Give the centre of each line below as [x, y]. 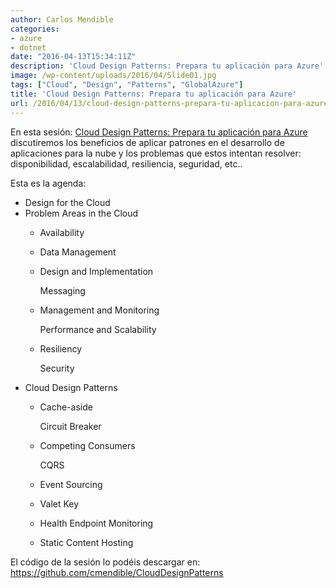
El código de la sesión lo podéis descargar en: [105, 562]
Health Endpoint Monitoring [96, 523]
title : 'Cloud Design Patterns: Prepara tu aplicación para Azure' [154, 94]
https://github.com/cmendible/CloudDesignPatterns [117, 572]
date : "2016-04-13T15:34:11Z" [73, 57]
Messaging [62, 290]
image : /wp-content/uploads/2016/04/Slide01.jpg [113, 76]
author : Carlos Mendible [62, 19]
